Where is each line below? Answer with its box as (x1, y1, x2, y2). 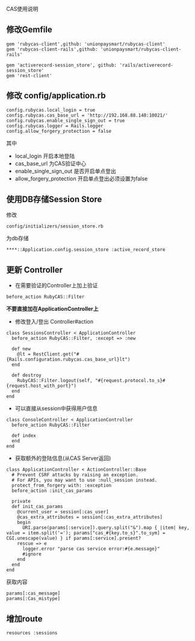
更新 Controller (6, 264, 63, 275)
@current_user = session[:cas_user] (17, 509, 110, 515)
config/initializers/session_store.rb (6, 223, 104, 229)
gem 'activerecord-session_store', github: (6, 62, 117, 68)
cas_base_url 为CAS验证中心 (14, 159, 87, 167)
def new (11, 346, 31, 352)
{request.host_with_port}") (6, 383, 77, 389)
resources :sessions (6, 630, 58, 636)
